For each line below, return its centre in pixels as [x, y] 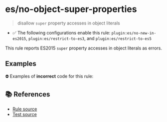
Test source [25, 114]
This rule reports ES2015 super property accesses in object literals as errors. [83, 48]
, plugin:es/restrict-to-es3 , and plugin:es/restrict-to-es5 [89, 38]
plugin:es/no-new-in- [134, 33]
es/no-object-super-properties [71, 9]
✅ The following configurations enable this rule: [61, 32]
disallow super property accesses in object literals [69, 23]
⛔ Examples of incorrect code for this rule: [49, 76]
